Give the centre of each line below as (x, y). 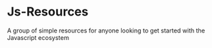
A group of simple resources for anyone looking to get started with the (106, 30)
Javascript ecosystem (38, 37)
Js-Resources (48, 12)
